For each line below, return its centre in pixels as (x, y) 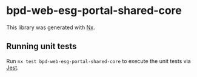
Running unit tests (42, 46)
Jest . (13, 67)
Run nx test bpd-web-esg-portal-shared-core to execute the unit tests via (98, 61)
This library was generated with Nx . (51, 27)
